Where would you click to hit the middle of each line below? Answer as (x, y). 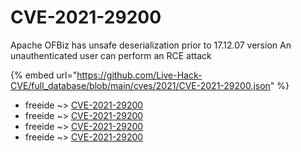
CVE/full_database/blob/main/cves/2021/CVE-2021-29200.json (140, 85)
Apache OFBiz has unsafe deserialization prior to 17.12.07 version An (151, 45)
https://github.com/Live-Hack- (139, 75)
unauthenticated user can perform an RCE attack (111, 55)
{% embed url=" (44, 75)
